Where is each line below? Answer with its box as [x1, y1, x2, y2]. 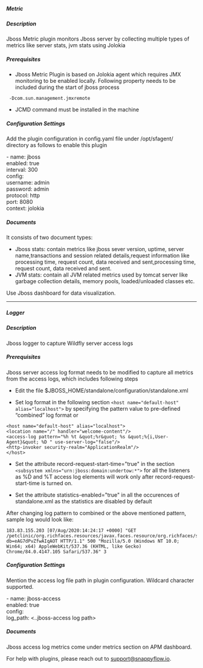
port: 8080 [6, 198, 33, 206]
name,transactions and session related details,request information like [14, 252, 190, 260]
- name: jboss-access [6, 595, 61, 602]
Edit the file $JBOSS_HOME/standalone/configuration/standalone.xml [14, 387, 188, 394]
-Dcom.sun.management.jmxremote [8, 96, 91, 102]
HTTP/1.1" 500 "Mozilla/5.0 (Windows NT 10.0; [60, 538, 180, 544]
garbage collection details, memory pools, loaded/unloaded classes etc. [14, 278, 195, 285]
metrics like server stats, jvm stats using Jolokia [6, 42, 126, 49]
